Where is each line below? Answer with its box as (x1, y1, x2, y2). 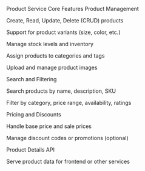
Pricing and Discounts (6, 111, 62, 118)
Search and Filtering (6, 76, 57, 82)
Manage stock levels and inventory (6, 41, 94, 47)
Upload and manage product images (6, 64, 98, 71)
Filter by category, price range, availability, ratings (6, 99, 132, 106)
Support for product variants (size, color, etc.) (6, 29, 121, 36)
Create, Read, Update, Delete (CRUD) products (6, 17, 124, 24)
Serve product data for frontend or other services (6, 158, 130, 165)
